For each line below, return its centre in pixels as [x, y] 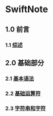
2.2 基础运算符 [23, 93]
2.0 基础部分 [25, 63]
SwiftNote [27, 9]
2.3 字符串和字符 [25, 108]
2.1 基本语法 [20, 79]
